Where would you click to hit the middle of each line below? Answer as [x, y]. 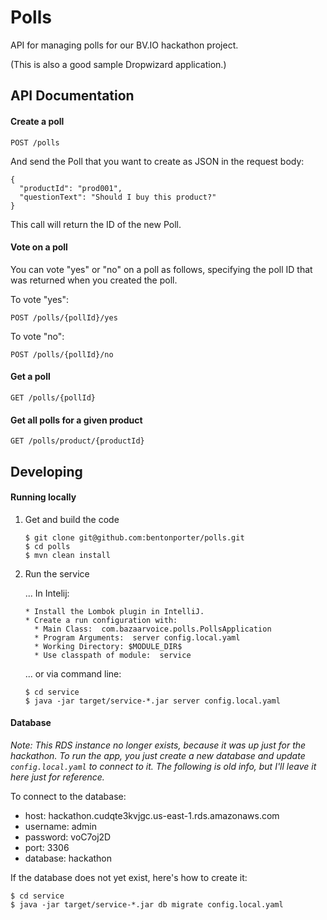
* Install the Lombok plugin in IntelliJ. [114, 611]
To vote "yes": [40, 299]
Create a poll [37, 121]
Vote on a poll [39, 247]
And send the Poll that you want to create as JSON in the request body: [157, 161]
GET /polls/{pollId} [53, 397]
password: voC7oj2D [68, 837]
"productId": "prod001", [71, 188]
